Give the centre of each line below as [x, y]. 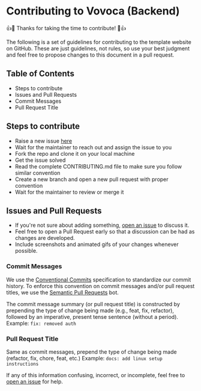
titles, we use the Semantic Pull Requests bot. [62, 292]
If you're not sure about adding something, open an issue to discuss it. [102, 225]
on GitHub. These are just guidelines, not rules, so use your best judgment [98, 48]
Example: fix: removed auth [41, 323]
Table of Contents [40, 74]
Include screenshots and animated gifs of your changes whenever [97, 244]
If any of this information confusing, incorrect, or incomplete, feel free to [96, 375]
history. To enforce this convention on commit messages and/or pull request [100, 286]
